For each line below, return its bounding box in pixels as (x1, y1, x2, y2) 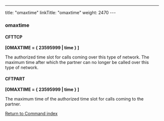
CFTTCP (5, 34, 23, 40)
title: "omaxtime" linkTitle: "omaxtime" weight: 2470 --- (5, 10, 116, 15)
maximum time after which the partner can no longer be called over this (5, 60, 149, 65)
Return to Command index (5, 111, 58, 117)
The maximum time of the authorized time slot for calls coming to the (5, 96, 144, 102)
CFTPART (5, 76, 25, 81)
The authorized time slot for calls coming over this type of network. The (5, 54, 150, 60)
